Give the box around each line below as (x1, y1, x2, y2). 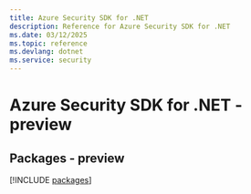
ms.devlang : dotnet (9, 47, 84, 56)
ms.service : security (9, 56, 92, 65)
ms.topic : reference (9, 38, 89, 48)
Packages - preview (9, 150, 125, 166)
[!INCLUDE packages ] (9, 175, 92, 185)
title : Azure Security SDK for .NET (9, 13, 149, 23)
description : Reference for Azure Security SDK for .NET (9, 22, 231, 31)
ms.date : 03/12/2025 (9, 30, 89, 39)
